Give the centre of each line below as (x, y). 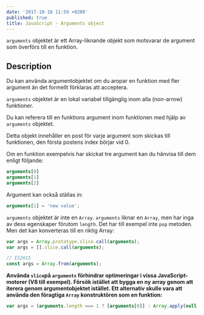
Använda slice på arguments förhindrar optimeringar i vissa (81, 275)
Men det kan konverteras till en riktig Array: (60, 230)
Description (29, 66)
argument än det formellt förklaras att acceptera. (67, 87)
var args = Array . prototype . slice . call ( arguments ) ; (73, 241)
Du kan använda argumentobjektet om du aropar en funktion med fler (93, 81)
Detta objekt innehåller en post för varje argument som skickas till (88, 136)
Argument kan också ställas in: (45, 194)
